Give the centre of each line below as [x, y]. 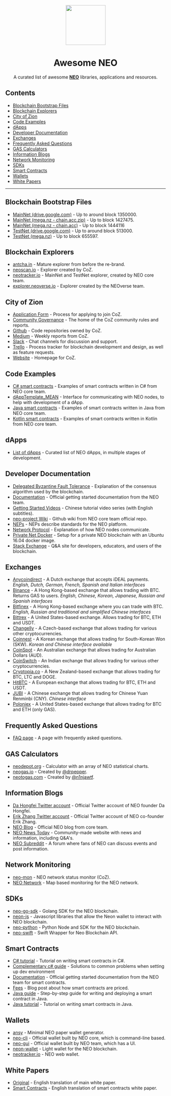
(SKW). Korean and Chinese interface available [62, 644]
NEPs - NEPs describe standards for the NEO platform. [70, 524]
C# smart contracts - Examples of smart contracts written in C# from [85, 386]
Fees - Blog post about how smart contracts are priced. [71, 988]
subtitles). [23, 513]
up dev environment [34, 972]
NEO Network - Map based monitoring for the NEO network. [76, 882]
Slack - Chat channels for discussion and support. [65, 341]
